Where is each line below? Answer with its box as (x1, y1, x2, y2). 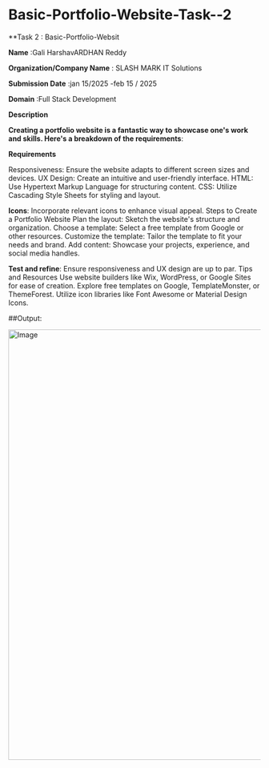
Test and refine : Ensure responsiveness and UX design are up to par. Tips (8, 263, 253, 273)
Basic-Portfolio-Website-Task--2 (8, 6, 232, 24)
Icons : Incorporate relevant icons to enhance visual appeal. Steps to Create (8, 206, 258, 215)
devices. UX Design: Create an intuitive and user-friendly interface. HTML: (8, 173, 254, 183)
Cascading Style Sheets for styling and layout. (8, 190, 161, 199)
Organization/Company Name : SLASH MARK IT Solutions (8, 62, 203, 73)
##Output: (8, 313, 42, 323)
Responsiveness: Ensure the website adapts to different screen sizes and (8, 164, 250, 174)
